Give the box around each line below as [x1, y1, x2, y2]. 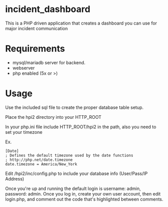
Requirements [5, 43, 65, 55]
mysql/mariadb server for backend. [12, 59, 86, 66]
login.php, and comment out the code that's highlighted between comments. [5, 196, 163, 202]
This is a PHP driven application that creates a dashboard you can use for [5, 20, 157, 26]
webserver [12, 65, 35, 71]
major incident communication [5, 25, 68, 31]
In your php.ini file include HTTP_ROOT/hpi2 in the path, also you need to [5, 124, 156, 130]
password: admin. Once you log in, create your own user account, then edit [5, 190, 161, 196]
